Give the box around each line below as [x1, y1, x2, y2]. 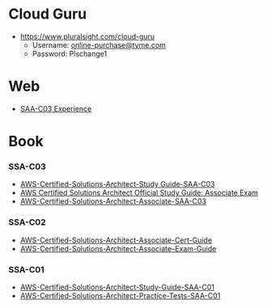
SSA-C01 [8, 264, 44, 275]
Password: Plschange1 [32, 49, 108, 58]
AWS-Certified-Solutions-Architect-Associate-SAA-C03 [19, 196, 207, 206]
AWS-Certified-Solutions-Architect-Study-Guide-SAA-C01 [19, 282, 214, 292]
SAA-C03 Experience [19, 103, 92, 113]
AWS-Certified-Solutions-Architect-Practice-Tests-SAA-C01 [19, 290, 221, 300]
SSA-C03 [8, 161, 47, 172]
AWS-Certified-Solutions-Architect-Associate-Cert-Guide [19, 235, 213, 245]
